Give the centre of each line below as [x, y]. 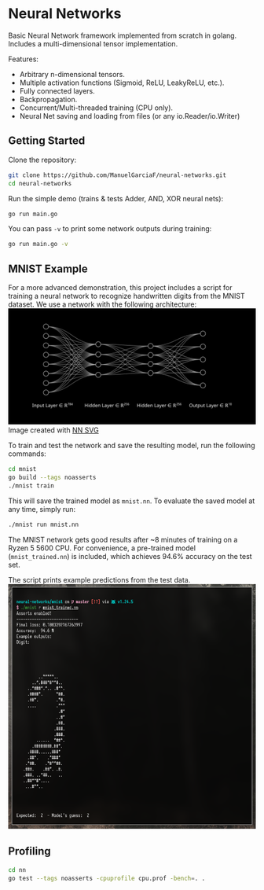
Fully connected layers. [57, 90]
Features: [24, 59]
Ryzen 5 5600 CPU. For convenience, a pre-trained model [102, 548]
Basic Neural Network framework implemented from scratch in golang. [123, 35]
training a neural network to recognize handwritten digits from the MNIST [126, 296]
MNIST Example [48, 268]
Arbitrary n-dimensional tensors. [72, 74]
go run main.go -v [38, 245]
